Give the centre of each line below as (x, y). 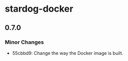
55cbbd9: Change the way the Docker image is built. (68, 53)
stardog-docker (39, 9)
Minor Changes (24, 42)
